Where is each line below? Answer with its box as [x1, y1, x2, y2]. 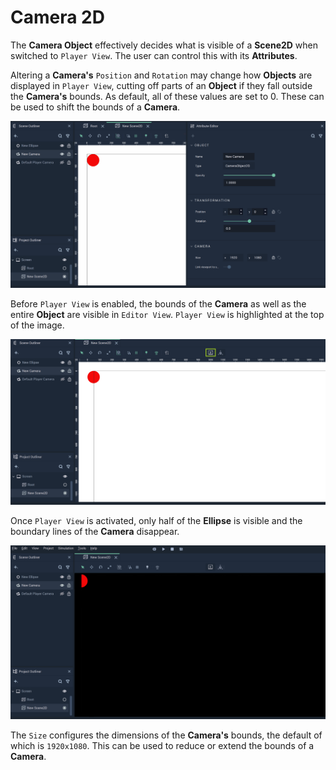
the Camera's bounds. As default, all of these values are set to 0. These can [10, 90, 325, 102]
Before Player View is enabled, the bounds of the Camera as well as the [10, 298, 307, 310]
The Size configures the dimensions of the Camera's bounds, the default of [10, 729, 323, 741]
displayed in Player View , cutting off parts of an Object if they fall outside [10, 79, 313, 91]
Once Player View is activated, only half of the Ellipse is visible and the [10, 515, 303, 527]
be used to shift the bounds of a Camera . [10, 101, 181, 113]
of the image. [10, 319, 65, 331]
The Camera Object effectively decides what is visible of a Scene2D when [10, 39, 319, 51]
